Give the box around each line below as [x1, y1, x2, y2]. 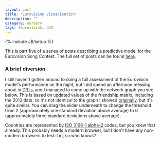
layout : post [5, 7, 32, 12]
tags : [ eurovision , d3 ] [5, 25, 53, 30]
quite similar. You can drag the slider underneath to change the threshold [5, 102, 152, 108]
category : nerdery [5, 20, 42, 26]
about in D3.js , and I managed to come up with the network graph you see [5, 87, 154, 93]
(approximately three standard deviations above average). [5, 113, 121, 119]
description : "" [5, 16, 38, 21]
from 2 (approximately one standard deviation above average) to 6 [5, 108, 138, 114]
